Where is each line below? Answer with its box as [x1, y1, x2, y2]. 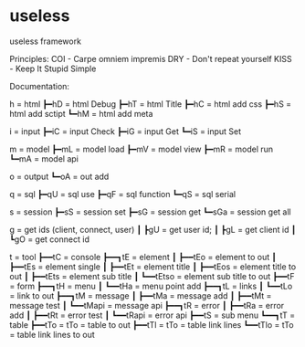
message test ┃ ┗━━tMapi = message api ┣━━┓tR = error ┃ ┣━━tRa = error [9, 300, 285, 310]
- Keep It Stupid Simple [9, 63, 97, 74]
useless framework [9, 36, 82, 47]
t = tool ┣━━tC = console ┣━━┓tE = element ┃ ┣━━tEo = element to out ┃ [9, 251, 277, 262]
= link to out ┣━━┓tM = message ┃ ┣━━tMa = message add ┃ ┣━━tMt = [9, 289, 272, 301]
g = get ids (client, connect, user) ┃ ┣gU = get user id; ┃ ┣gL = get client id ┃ [9, 224, 297, 235]
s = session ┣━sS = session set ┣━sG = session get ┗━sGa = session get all [9, 206, 291, 217]
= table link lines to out [9, 329, 96, 340]
